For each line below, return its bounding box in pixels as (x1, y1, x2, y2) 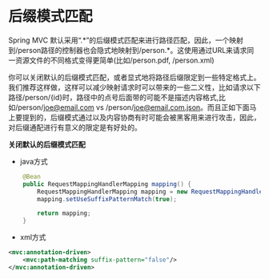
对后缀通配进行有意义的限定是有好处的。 (8, 122, 142, 132)
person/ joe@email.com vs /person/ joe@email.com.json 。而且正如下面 (18, 102, 250, 112)
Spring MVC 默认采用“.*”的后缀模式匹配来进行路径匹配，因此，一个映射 (8, 35, 244, 45)
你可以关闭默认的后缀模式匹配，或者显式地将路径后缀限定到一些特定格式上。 (8, 72, 261, 82)
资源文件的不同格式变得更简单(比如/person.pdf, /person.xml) (14, 55, 215, 65)
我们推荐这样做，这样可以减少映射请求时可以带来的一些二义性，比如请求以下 (8, 82, 261, 92)
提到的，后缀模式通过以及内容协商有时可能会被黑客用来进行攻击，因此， (22, 112, 261, 122)
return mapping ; (37, 209, 91, 217)
